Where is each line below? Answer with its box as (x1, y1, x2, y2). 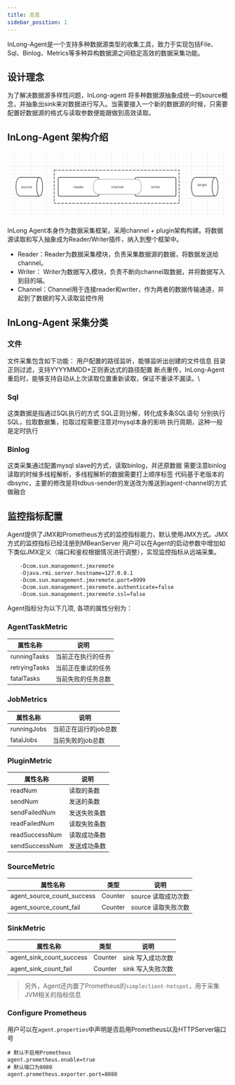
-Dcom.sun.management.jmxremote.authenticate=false (20, 584, 174, 591)
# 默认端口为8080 (7, 1063, 53, 1071)
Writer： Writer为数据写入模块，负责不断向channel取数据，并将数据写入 (17, 268, 225, 276)
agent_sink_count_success (10, 953, 88, 962)
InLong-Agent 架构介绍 (7, 131, 109, 143)
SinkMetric (7, 923, 46, 933)
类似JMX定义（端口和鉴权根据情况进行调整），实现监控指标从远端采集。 (13, 548, 221, 557)
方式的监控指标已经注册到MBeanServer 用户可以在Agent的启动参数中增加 (7, 539, 220, 547)
